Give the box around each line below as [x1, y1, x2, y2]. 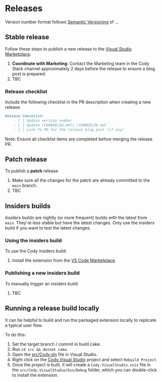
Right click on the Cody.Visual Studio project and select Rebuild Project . [12, 356, 158, 362]
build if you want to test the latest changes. [5, 225, 91, 231]
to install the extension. [12, 372, 59, 378]
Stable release [5, 33, 49, 41]
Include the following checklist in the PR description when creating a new [5, 99, 151, 105]
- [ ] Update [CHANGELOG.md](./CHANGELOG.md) [14, 122, 107, 128]
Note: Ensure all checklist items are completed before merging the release [5, 136, 153, 142]
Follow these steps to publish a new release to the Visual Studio [5, 46, 132, 51]
